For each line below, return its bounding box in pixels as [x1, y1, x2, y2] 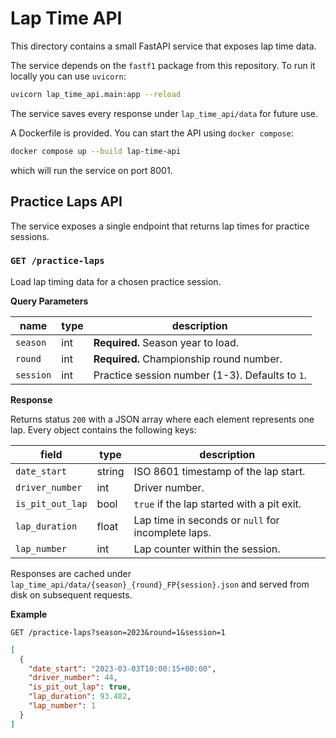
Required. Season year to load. [93, 335, 239, 349]
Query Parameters [10, 295, 89, 307]
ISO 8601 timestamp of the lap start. [133, 464, 306, 478]
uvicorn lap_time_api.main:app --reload [10, 89, 182, 99]
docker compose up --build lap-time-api [10, 146, 182, 156]
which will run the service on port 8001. [10, 164, 173, 176]
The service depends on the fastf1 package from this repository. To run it [10, 59, 316, 71]
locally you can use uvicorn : [10, 70, 127, 82]
